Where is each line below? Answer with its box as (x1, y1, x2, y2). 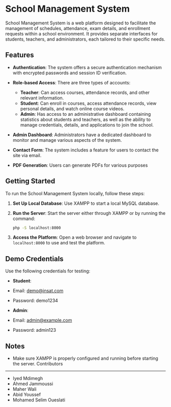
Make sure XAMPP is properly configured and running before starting (12, 355, 159, 361)
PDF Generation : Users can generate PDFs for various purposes (12, 162, 148, 168)
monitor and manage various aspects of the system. (12, 137, 122, 143)
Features (5, 51, 34, 59)
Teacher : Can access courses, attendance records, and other (20, 89, 150, 96)
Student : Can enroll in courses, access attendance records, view (20, 100, 157, 106)
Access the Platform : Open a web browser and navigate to (12, 234, 137, 240)
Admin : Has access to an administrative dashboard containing (20, 111, 151, 117)
